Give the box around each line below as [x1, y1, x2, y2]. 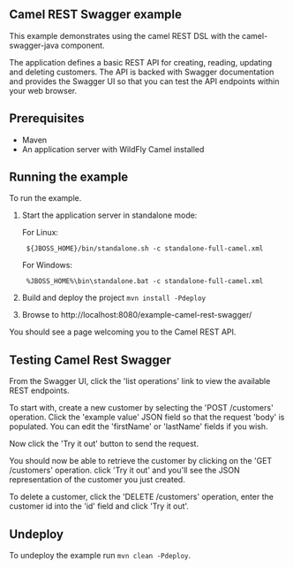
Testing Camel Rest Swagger [9, 352, 172, 367]
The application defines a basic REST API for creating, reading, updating [9, 57, 273, 67]
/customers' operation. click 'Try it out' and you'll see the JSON [9, 465, 240, 476]
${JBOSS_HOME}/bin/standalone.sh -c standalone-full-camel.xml [26, 244, 264, 253]
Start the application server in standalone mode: [21, 210, 198, 220]
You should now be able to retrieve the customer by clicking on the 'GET [9, 456, 273, 466]
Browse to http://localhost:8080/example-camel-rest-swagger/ [21, 310, 252, 320]
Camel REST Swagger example [9, 7, 183, 22]
